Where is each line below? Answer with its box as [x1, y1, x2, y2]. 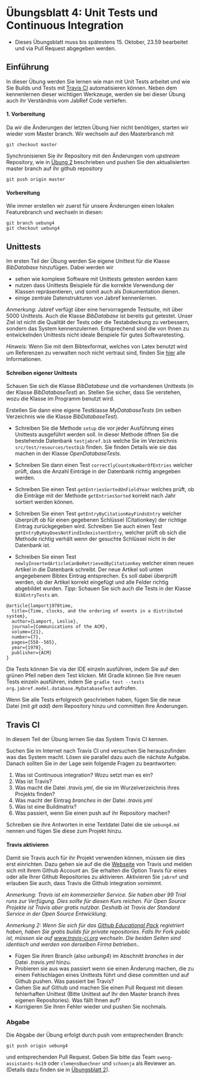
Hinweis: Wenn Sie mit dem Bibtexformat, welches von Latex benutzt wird [6, 343, 188, 350]
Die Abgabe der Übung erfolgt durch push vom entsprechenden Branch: [6, 1031, 184, 1038]
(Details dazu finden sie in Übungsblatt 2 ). [6, 1066, 110, 1074]
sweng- [156, 1055, 173, 1060]
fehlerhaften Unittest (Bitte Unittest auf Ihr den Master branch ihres [14, 991, 180, 998]
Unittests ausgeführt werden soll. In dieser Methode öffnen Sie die [14, 431, 179, 438]
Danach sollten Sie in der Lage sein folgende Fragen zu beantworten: [6, 760, 177, 767]
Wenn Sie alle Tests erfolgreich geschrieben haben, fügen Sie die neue [6, 696, 181, 704]
